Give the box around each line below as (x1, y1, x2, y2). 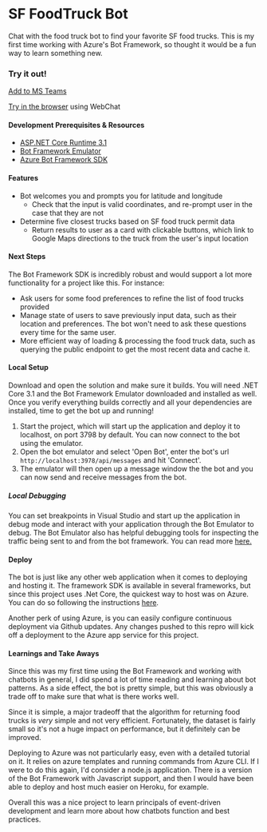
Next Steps (8, 252, 46, 261)
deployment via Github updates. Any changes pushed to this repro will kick (8, 622, 254, 631)
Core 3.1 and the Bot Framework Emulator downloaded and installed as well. (8, 389, 257, 399)
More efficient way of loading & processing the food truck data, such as (19, 336, 256, 345)
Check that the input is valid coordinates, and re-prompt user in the (31, 199, 253, 209)
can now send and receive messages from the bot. (19, 472, 187, 482)
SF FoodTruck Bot (8, 5, 129, 23)
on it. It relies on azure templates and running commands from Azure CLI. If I (8, 757, 259, 766)
